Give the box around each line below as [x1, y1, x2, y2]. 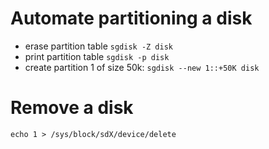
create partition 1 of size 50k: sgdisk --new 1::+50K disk [24, 61, 260, 73]
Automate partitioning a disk [10, 7, 253, 30]
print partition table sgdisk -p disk [24, 50, 170, 62]
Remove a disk [10, 97, 134, 119]
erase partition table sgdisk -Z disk [24, 40, 173, 52]
